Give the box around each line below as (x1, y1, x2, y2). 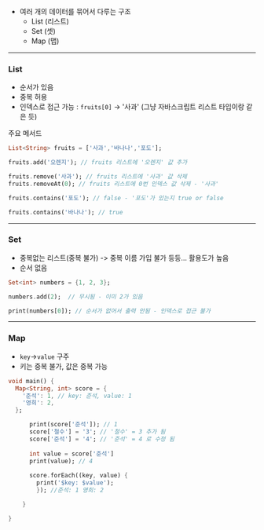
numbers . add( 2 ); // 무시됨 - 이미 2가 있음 (8, 293, 143, 301)
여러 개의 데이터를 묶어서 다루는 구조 (19, 7, 131, 16)
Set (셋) (31, 27, 57, 35)
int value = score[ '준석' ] (28, 450, 115, 458)
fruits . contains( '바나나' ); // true (8, 208, 123, 216)
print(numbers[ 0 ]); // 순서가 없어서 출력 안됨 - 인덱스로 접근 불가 (8, 307, 211, 315)
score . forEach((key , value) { (28, 472, 128, 480)
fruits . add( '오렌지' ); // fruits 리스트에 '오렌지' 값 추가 (8, 159, 188, 166)
